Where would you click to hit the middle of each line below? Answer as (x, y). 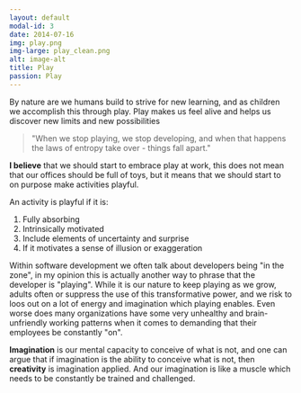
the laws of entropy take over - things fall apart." (121, 147)
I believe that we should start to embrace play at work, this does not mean (147, 165)
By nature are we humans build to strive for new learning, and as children (145, 102)
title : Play (31, 68)
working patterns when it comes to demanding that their (153, 322)
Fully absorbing (51, 219)
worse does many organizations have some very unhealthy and (127, 313)
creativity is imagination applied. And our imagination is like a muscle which (150, 369)
